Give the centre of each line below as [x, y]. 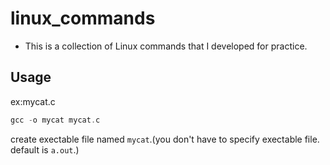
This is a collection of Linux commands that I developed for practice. [166, 46]
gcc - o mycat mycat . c [55, 120]
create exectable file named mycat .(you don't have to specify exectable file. [165, 139]
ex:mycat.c [33, 101]
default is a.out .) [45, 149]
